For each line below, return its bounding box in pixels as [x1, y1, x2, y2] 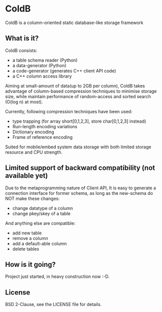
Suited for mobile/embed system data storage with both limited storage [5, 144, 152, 150]
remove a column [12, 235, 48, 241]
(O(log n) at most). [5, 99, 43, 105]
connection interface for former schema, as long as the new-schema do [5, 190, 153, 196]
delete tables [12, 246, 39, 252]
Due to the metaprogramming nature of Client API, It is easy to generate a [5, 185, 156, 191]
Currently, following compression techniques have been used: [5, 108, 133, 114]
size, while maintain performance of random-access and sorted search [5, 93, 151, 99]
